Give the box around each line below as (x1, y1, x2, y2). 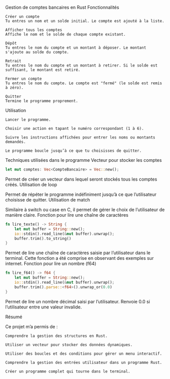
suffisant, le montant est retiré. (5, 67, 81, 73)
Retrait (5, 58, 22, 63)
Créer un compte (5, 14, 40, 19)
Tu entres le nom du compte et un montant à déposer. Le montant (5, 45, 146, 50)
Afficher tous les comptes (5, 27, 62, 32)
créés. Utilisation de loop (5, 181, 57, 187)
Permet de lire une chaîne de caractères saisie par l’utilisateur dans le (5, 250, 151, 256)
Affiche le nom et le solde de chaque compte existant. (5, 32, 126, 37)
